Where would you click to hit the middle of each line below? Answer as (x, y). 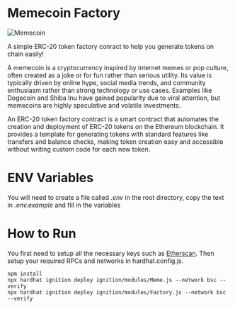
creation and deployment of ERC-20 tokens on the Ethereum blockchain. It (116, 126)
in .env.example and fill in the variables (64, 205)
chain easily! (26, 54)
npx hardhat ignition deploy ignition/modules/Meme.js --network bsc (112, 280)
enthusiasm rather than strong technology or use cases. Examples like (110, 90)
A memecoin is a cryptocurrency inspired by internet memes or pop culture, (118, 67)
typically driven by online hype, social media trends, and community (107, 82)
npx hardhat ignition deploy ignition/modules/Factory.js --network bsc (117, 292)
